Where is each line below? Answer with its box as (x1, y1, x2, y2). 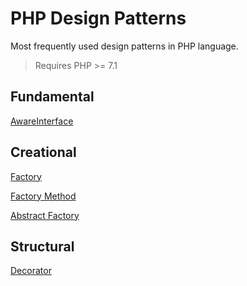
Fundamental (10, 88, 95, 106)
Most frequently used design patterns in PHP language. (10, 40, 239, 52)
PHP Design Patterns (10, 7, 187, 30)
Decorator (10, 265, 52, 277)
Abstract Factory (10, 209, 80, 221)
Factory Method (10, 190, 77, 202)
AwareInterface (10, 115, 74, 127)
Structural (10, 238, 75, 255)
